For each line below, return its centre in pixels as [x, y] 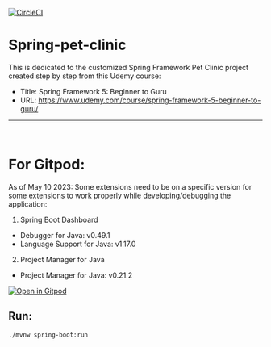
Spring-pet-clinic [67, 45]
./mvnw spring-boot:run [48, 335]
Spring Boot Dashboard [59, 219]
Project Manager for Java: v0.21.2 [76, 275]
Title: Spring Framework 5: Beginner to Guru [93, 91]
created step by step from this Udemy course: [85, 76]
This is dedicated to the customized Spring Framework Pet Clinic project [128, 67]
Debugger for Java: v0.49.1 [65, 235]
